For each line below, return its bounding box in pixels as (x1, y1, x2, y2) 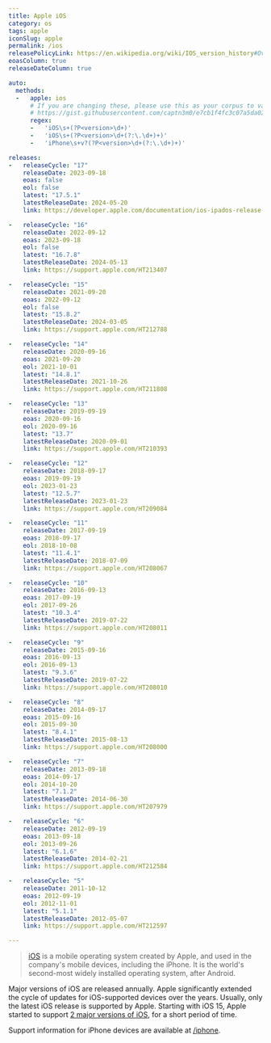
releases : (8, 154, 42, 162)
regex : (29, 116, 52, 125)
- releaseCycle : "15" (8, 280, 89, 288)
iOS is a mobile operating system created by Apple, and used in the (27, 951, 252, 961)
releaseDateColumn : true (8, 65, 92, 73)
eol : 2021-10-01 (23, 363, 78, 371)
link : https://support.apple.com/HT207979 (23, 803, 168, 811)
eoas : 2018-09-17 (23, 534, 81, 542)
